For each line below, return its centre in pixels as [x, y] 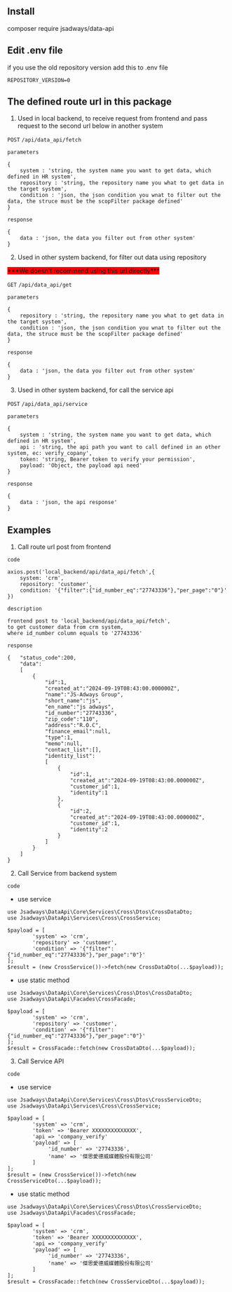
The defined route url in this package [90, 102]
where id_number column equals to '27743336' [75, 634]
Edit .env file [35, 51]
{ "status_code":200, [42, 658]
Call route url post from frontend [64, 547]
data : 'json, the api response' [69, 503]
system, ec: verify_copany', [50, 454]
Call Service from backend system [67, 873]
